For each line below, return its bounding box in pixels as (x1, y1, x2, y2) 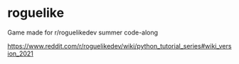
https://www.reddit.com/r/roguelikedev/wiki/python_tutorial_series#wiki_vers (7, 41, 232, 50)
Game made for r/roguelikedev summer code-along (7, 28, 159, 37)
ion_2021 (7, 49, 34, 58)
